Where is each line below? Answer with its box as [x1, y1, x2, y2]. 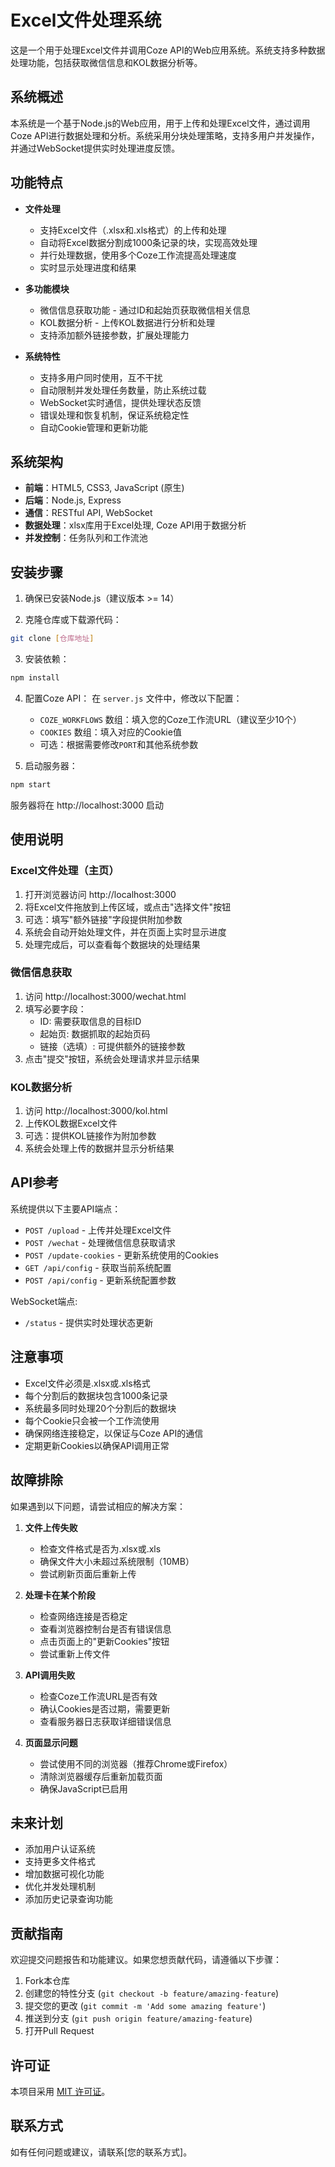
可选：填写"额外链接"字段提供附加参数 [24, 913, 183, 925]
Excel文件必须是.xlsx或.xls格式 [24, 1377, 151, 1389]
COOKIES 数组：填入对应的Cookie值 [39, 726, 182, 738]
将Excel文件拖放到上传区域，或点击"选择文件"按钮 [24, 901, 232, 913]
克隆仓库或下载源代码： [24, 614, 122, 626]
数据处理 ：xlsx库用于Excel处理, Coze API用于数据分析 [24, 519, 247, 531]
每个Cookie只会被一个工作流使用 [24, 1414, 160, 1426]
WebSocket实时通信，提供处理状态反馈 [39, 396, 202, 408]
